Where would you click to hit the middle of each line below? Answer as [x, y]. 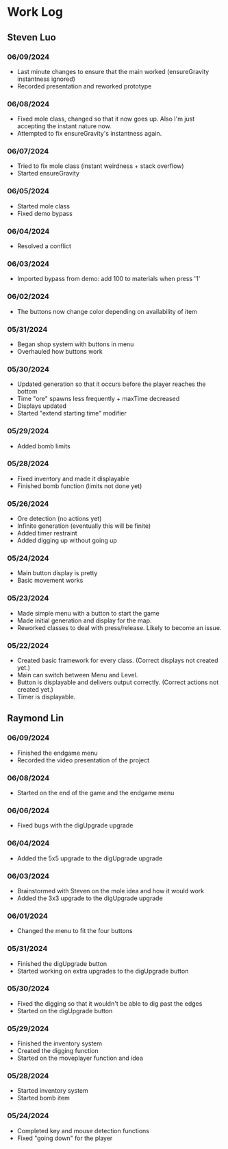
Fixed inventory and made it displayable [73, 479]
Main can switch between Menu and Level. [77, 675]
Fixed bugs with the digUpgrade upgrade [75, 825]
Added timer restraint [47, 533]
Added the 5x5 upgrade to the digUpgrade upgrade [90, 858]
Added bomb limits [43, 446]
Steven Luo [31, 37]
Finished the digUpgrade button [62, 963]
